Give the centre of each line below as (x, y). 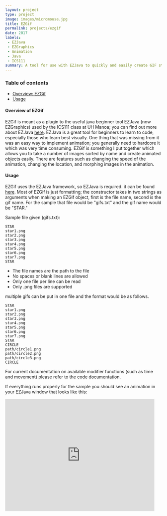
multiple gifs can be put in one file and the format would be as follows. (77, 296)
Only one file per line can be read (46, 281)
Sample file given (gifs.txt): (33, 217)
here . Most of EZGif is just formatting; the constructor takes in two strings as (83, 192)
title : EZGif (19, 24)
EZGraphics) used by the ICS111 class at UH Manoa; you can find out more (81, 127)
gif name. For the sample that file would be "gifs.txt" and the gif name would (83, 202)
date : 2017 (16, 33)
